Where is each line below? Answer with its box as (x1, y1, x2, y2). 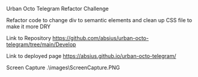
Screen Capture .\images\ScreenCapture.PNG (6, 64, 120, 71)
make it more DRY (6, 23, 51, 30)
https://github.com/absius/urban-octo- (52, 35, 149, 41)
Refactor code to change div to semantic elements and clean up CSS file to (6, 17, 193, 23)
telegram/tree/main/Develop (6, 41, 76, 48)
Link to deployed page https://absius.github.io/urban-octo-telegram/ (6, 53, 176, 59)
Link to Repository (6, 35, 51, 41)
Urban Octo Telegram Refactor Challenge (6, 5, 109, 12)
